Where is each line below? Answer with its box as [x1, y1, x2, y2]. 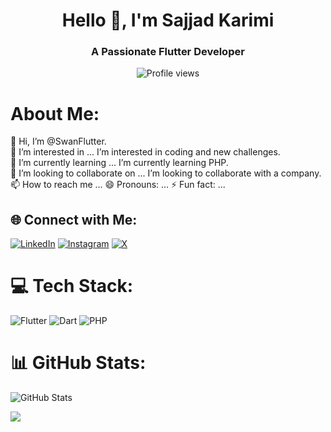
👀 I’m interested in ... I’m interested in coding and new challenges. [10, 146, 281, 158]
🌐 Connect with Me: [10, 211, 138, 228]
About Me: [10, 102, 100, 125]
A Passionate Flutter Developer [91, 45, 245, 59]
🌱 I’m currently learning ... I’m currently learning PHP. [10, 157, 229, 169]
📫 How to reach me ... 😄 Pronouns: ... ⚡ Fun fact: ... [10, 179, 226, 191]
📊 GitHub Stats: [10, 352, 147, 374]
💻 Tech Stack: [10, 275, 134, 298]
